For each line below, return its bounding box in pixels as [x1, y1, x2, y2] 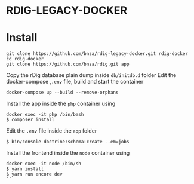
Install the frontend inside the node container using [6, 149, 130, 157]
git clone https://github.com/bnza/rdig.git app [6, 61, 130, 68]
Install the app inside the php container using [6, 100, 116, 108]
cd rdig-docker [6, 56, 44, 62]
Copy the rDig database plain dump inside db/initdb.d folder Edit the [6, 72, 177, 79]
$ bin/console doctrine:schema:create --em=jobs [6, 139, 130, 145]
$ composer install [6, 117, 55, 123]
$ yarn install [6, 166, 44, 172]
